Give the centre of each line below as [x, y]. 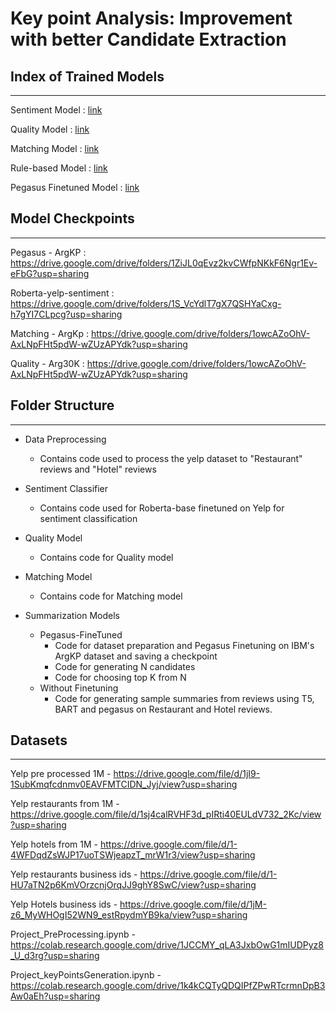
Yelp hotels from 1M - [54, 844]
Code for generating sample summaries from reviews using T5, [184, 698]
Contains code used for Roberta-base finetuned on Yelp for [162, 508]
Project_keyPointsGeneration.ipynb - [86, 975]
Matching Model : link [55, 148]
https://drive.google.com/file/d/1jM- [193, 904]
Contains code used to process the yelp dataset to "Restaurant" [171, 458]
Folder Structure [62, 405]
